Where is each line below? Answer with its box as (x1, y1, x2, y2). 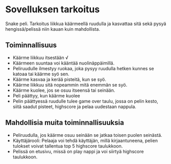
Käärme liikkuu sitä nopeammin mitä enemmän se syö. (12, 81, 128, 88)
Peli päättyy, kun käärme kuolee (12, 92, 81, 98)
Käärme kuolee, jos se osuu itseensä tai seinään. (12, 87, 115, 93)
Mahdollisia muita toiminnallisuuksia (5, 118, 124, 127)
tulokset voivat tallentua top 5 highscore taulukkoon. (12, 142, 123, 149)
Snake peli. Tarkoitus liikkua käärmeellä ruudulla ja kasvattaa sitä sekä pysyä (5, 20, 166, 27)
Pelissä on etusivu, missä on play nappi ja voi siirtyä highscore (12, 148, 144, 154)
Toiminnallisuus (5, 41, 57, 50)
